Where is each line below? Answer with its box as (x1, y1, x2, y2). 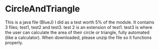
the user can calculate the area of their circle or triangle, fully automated (5, 29, 150, 35)
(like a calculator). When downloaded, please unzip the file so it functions (5, 35, 152, 40)
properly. (5, 39, 23, 45)
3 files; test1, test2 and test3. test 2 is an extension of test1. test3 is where (5, 24, 153, 30)
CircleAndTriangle (5, 3, 80, 14)
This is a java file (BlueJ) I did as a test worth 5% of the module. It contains (5, 19, 155, 25)
